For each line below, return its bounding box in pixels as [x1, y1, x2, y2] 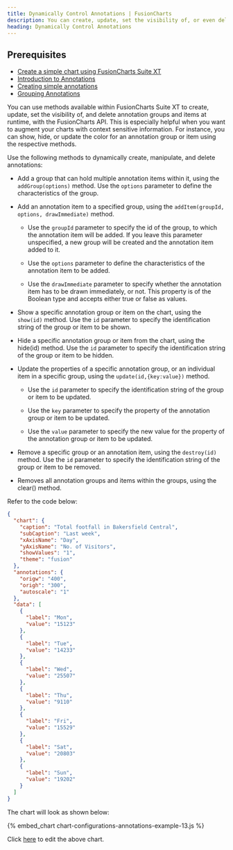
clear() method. [17, 484, 62, 492]
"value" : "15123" [25, 620, 76, 628]
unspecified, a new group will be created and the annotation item [27, 238, 214, 247]
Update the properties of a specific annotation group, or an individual [17, 364, 216, 373]
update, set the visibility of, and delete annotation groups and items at [7, 111, 207, 119]
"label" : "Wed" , [25, 666, 73, 673]
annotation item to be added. [27, 266, 110, 275]
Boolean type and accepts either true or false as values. [27, 295, 188, 303]
